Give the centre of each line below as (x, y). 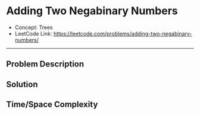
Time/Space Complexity (52, 105)
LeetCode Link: (33, 33)
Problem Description (45, 64)
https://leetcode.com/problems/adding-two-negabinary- (123, 33)
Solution (22, 84)
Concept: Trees (34, 27)
